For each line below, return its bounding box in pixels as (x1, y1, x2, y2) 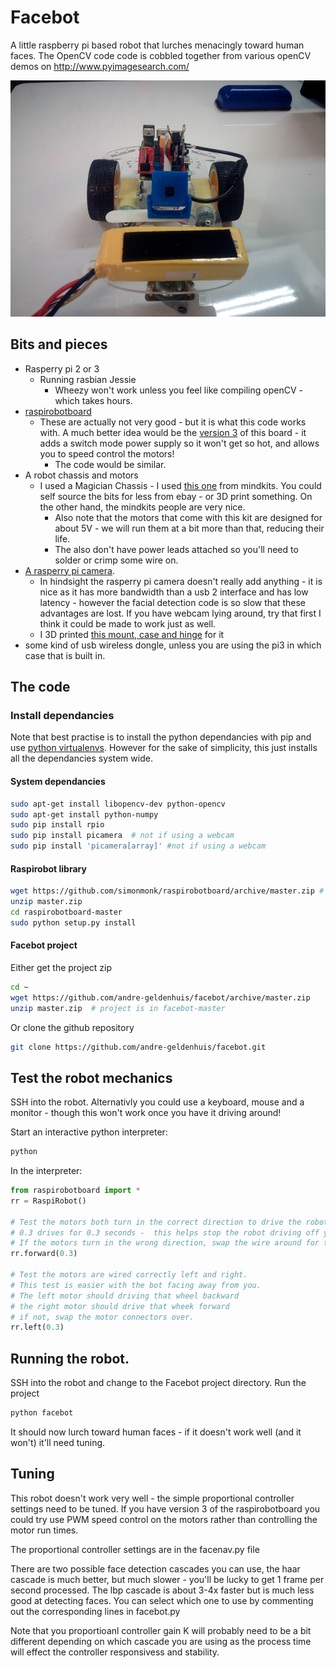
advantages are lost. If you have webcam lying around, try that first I (39, 607, 322, 619)
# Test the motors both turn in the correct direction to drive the (10, 1217, 302, 1227)
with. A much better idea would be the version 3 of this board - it (39, 426, 307, 438)
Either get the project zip (10, 961, 113, 973)
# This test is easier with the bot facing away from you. (10, 1280, 262, 1290)
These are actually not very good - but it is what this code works (39, 416, 307, 428)
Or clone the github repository (10, 1021, 135, 1033)
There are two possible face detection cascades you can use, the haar (10, 1562, 301, 1575)
